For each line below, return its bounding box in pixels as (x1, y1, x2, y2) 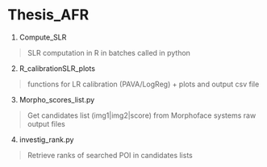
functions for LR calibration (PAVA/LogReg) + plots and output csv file (27, 79, 260, 89)
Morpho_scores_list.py (19, 94, 95, 104)
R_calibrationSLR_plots (19, 63, 96, 73)
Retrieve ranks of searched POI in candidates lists (27, 150, 193, 160)
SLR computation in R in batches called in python (27, 48, 191, 57)
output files (27, 119, 65, 128)
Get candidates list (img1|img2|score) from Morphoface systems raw (27, 111, 257, 120)
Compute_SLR (19, 32, 67, 42)
